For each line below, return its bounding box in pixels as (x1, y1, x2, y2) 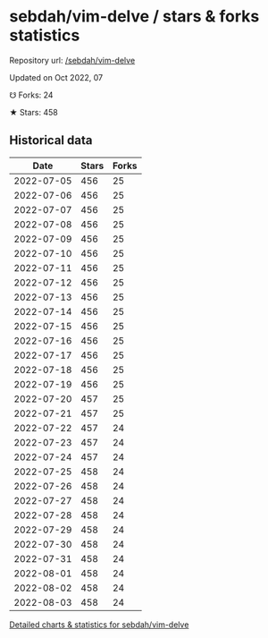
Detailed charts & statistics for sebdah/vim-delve (9, 619, 189, 630)
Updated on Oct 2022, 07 (9, 72, 104, 82)
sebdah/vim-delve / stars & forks (9, 6, 260, 27)
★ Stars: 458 (9, 106, 58, 117)
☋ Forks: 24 (9, 89, 54, 100)
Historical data (9, 132, 93, 149)
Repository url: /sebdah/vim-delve (9, 55, 136, 65)
